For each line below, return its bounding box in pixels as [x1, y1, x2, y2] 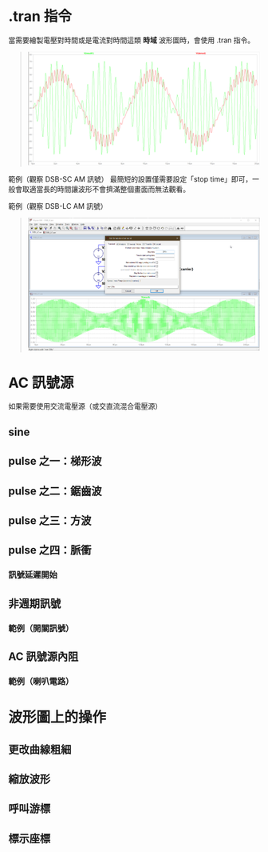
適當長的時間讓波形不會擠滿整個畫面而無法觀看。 [29, 185, 190, 194]
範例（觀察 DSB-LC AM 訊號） [8, 202, 108, 211]
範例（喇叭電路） [8, 675, 74, 686]
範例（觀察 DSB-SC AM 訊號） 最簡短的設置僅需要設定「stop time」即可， [8, 174, 253, 184]
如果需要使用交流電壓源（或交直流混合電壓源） [8, 402, 162, 411]
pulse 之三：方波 [8, 514, 92, 527]
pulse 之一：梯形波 [8, 454, 102, 468]
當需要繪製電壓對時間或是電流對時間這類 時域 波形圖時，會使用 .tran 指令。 [8, 35, 255, 45]
